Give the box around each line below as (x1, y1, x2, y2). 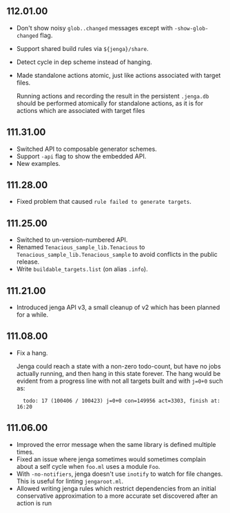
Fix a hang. (16, 348, 48, 357)
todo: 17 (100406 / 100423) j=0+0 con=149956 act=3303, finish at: (23, 397, 221, 404)
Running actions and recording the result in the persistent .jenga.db (16, 92, 209, 100)
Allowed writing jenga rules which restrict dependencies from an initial (16, 484, 216, 492)
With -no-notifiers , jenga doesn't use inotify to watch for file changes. (16, 470, 223, 478)
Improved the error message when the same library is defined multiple (16, 440, 216, 448)
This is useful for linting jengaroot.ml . (16, 477, 124, 485)
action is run (16, 499, 52, 507)
